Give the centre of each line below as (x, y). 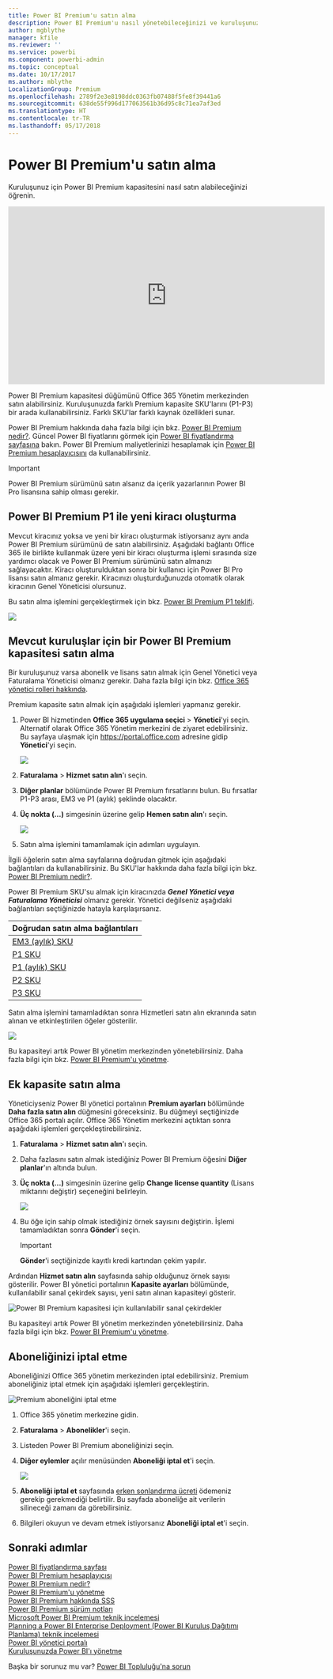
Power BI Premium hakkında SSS (62, 1600)
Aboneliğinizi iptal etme (68, 1357)
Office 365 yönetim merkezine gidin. (79, 1414)
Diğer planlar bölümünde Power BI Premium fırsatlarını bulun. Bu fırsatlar (138, 791)
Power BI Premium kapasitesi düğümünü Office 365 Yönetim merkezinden (129, 395)
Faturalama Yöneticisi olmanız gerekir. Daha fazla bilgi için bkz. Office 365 (129, 681)
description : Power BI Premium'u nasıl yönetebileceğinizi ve (113, 23)
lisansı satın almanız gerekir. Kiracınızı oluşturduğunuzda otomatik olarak (127, 577)
